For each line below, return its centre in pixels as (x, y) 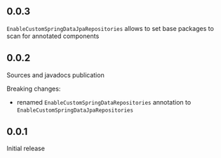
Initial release (26, 149)
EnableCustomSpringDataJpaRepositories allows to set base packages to (110, 28)
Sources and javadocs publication (55, 75)
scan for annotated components (53, 36)
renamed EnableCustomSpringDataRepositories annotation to (104, 102)
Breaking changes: (34, 88)
